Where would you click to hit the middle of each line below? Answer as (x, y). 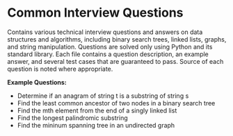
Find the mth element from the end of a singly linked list (97, 110)
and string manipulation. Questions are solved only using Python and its (110, 46)
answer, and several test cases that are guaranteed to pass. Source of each (115, 61)
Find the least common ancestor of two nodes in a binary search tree (116, 103)
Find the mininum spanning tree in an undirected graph (96, 125)
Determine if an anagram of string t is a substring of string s (103, 96)
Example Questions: (37, 82)
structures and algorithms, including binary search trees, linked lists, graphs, (117, 39)
